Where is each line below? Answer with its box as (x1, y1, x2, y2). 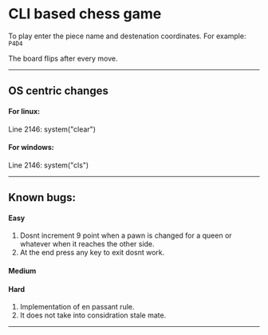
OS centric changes (8, 85, 109, 98)
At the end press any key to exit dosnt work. (19, 248, 165, 258)
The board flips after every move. (8, 53, 118, 63)
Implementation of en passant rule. (19, 302, 135, 312)
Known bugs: (8, 191, 77, 204)
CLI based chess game (8, 5, 162, 23)
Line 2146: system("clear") (8, 124, 96, 134)
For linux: (8, 106, 41, 116)
